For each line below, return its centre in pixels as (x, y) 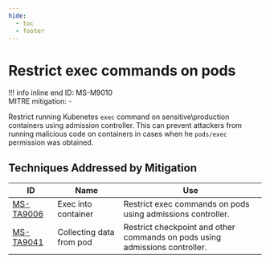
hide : (17, 16)
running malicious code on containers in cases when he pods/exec (118, 134)
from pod (75, 242)
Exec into (75, 204)
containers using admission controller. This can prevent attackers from (125, 125)
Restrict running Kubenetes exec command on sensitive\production (119, 117)
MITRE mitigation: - (40, 101)
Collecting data (86, 232)
